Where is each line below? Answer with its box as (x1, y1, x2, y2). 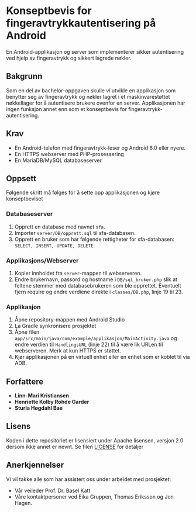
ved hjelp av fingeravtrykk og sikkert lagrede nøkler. (6, 54, 132, 61)
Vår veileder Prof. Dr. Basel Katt (14, 487, 91, 494)
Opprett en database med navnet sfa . (14, 223, 105, 230)
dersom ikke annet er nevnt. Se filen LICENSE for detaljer (6, 443, 144, 450)
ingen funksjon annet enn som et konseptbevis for (6, 105, 128, 112)
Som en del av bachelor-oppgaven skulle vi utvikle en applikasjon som (6, 87, 176, 94)
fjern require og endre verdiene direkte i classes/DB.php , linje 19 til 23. (14, 288, 183, 295)
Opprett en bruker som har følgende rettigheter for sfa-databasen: (14, 236, 174, 243)
